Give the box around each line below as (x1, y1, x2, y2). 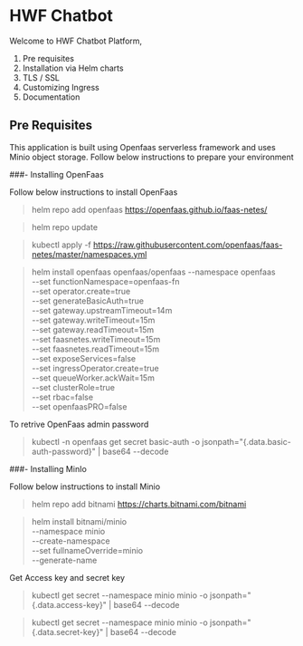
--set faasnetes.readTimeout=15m (31, 343, 160, 354)
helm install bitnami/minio (31, 516, 128, 526)
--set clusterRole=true (31, 381, 116, 392)
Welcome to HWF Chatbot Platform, (9, 35, 143, 46)
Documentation (22, 92, 80, 102)
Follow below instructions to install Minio (9, 481, 161, 492)
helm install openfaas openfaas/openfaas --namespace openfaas (31, 266, 276, 277)
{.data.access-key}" (31, 599, 107, 610)
